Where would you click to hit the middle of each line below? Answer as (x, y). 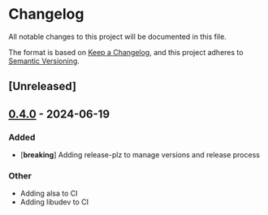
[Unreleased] (43, 86)
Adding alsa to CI (49, 193)
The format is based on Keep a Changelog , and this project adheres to (126, 52)
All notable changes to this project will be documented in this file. (118, 37)
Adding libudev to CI (54, 202)
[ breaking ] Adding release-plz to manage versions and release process (140, 155)
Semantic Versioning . (44, 61)
